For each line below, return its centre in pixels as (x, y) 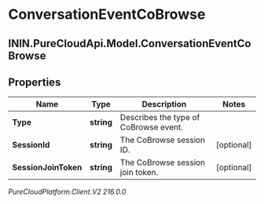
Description (164, 104)
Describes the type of (160, 118)
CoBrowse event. (151, 127)
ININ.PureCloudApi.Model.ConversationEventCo (130, 44)
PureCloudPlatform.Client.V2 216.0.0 (67, 192)
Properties (35, 82)
